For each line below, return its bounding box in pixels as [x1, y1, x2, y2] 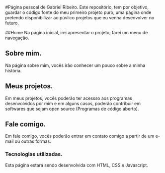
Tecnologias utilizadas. [5, 151, 63, 158]
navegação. [5, 35, 29, 41]
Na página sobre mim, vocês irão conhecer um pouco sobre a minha [5, 62, 146, 68]
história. [5, 67, 22, 73]
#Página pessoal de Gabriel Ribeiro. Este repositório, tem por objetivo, [5, 4, 149, 10]
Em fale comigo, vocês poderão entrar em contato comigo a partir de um [5, 133, 155, 139]
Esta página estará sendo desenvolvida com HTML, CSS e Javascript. [5, 162, 148, 168]
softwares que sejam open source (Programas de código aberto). [5, 106, 139, 112]
